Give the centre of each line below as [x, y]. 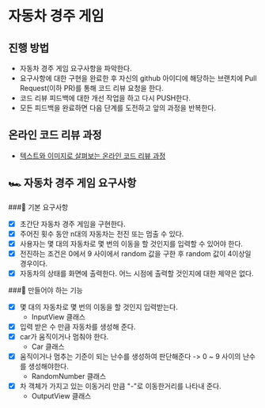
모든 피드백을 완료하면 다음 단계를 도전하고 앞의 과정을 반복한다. [117, 108]
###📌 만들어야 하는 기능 [45, 290]
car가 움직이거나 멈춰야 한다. [64, 337]
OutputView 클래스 [61, 396]
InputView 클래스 [58, 317]
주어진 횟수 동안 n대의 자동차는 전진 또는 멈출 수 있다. [102, 233]
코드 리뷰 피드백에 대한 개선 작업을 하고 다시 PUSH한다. [105, 98]
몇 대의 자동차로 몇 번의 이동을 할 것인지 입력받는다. [98, 307]
